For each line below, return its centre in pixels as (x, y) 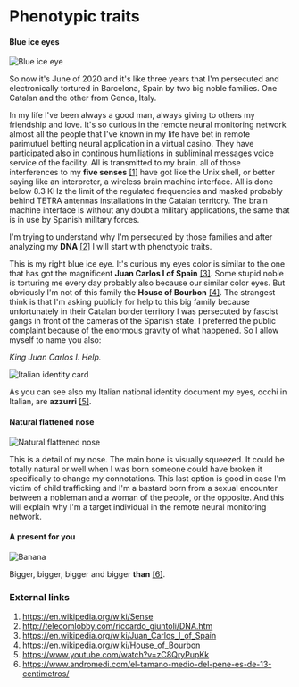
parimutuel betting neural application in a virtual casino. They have (132, 144)
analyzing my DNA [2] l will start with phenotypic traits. (111, 247)
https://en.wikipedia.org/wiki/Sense (87, 617)
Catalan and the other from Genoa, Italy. (83, 98)
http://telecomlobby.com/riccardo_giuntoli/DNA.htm (117, 626)
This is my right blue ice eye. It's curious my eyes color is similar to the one (147, 264)
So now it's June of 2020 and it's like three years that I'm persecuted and (144, 79)
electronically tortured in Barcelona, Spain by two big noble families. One (143, 89)
